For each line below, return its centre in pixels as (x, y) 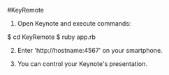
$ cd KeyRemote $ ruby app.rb (51, 37)
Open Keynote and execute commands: (74, 23)
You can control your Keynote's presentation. (82, 64)
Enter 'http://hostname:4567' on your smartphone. (90, 50)
